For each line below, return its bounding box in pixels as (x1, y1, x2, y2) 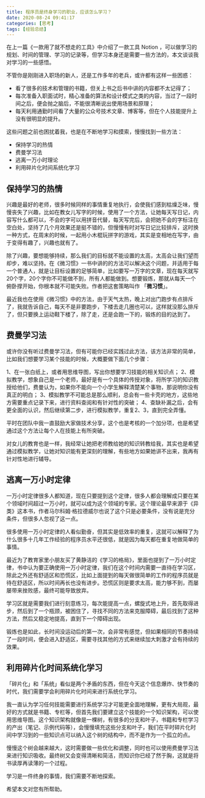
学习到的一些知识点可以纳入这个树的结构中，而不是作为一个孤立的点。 (16, 731, 193, 738)
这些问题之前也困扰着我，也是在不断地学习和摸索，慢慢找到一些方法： (6, 128, 183, 135)
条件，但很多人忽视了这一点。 (6, 515, 81, 522)
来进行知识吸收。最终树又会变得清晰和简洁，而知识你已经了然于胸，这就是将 (6, 752, 199, 759)
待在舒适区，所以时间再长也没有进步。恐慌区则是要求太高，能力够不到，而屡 (6, 579, 199, 586)
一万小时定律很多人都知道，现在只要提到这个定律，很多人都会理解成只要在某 (6, 492, 199, 499)
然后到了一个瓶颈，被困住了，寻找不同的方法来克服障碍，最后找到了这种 (16, 607, 199, 614)
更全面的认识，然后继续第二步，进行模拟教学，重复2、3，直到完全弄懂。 (6, 406, 190, 414)
